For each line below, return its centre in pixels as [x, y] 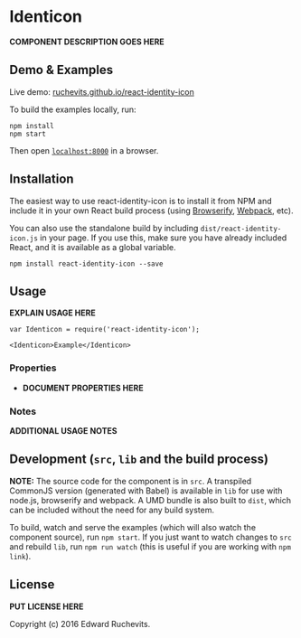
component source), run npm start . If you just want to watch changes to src [150, 537]
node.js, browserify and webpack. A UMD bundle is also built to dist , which [150, 500]
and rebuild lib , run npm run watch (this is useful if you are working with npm [150, 546]
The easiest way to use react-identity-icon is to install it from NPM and [141, 201]
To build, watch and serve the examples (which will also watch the [132, 527]
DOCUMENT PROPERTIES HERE [83, 388]
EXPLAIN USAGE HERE [53, 313]
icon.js [24, 238]
